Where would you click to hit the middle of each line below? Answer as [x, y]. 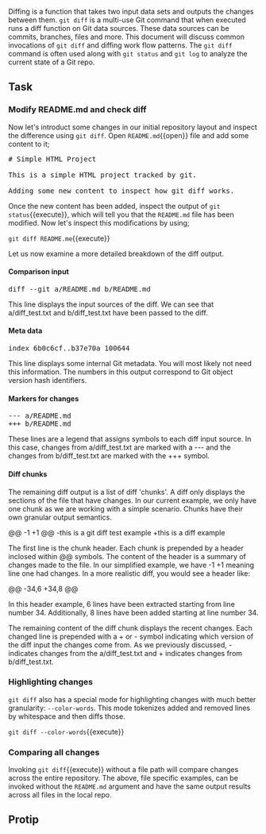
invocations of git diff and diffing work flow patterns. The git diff [120, 45]
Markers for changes [44, 398]
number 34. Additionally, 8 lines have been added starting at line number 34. [133, 612]
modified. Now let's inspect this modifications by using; [99, 222]
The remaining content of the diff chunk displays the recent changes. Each [130, 627]
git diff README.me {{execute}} [59, 238]
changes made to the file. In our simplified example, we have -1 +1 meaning [131, 565]
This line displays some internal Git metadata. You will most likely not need [130, 364]
